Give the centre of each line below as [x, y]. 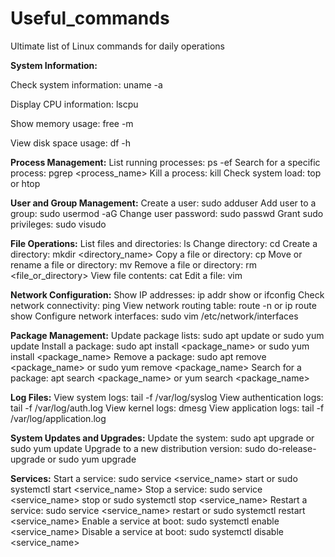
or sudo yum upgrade [92, 459]
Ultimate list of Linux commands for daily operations [117, 46]
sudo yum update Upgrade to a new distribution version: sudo [138, 448]
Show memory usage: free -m [72, 123]
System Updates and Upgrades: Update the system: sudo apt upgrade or [162, 438]
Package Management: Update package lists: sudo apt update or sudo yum [167, 335]
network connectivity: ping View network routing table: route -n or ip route [163, 305]
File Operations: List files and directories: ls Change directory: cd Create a [164, 243]
